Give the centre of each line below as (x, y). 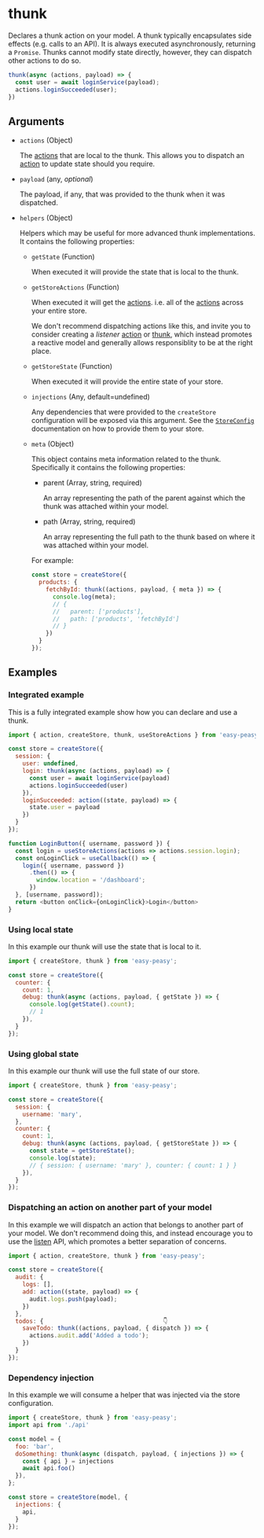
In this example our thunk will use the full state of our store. (104, 1071)
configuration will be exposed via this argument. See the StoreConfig (143, 421)
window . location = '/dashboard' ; (91, 880)
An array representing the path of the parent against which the (144, 498)
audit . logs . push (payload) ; (73, 1299)
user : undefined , (51, 763)
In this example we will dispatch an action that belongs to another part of (126, 1224)
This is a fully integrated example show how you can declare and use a (123, 712)
